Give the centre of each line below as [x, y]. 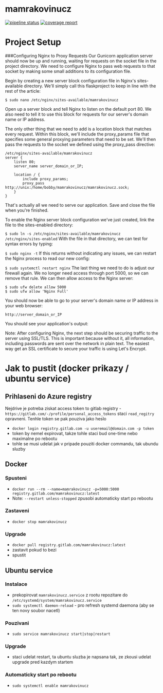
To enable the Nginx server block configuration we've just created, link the [80, 219]
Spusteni [16, 478]
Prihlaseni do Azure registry [48, 397]
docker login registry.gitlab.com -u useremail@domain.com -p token [83, 428]
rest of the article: [23, 91]
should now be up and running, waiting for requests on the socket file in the [81, 61]
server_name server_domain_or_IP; [49, 166]
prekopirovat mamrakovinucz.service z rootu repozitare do [70, 595]
